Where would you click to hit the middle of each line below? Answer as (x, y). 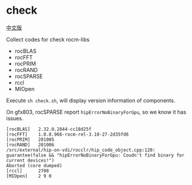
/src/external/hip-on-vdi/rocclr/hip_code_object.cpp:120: (81, 150)
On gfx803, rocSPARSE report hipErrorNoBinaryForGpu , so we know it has (96, 112)
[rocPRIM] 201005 (30, 139)
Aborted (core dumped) (34, 165)
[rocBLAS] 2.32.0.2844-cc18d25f (49, 129)
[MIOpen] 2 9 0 (29, 176)
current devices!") (30, 160)
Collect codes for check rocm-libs (48, 39)
